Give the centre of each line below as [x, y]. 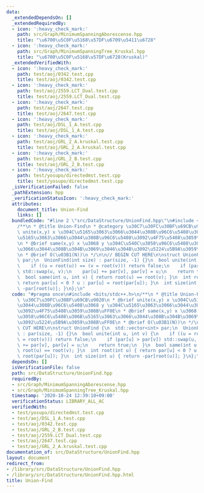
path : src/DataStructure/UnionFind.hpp [62, 373]
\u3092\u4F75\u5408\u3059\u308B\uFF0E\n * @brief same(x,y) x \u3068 [107, 311]
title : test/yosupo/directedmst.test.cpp [70, 182]
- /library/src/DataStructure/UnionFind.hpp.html [70, 475]
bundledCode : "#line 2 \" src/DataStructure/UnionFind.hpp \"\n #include [103, 221]
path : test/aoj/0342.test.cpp [56, 74]
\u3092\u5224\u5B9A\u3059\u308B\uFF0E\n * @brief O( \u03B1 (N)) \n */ [106, 322]
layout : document [28, 458]
